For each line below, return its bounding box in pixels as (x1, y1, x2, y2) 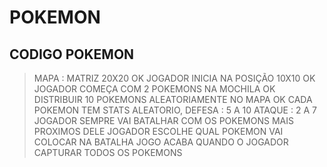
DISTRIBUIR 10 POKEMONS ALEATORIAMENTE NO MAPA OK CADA (33, 94, 313, 105)
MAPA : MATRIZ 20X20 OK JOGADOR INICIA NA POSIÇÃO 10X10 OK (33, 72, 316, 84)
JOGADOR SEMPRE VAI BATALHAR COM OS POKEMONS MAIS (33, 115, 294, 126)
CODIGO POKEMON (9, 46, 135, 63)
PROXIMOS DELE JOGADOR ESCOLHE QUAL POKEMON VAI (33, 126, 284, 137)
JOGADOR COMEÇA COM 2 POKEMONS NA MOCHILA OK (33, 83, 276, 95)
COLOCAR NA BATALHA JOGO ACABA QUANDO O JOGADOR (33, 136, 289, 148)
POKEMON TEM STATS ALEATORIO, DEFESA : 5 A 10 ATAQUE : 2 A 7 (33, 104, 317, 116)
